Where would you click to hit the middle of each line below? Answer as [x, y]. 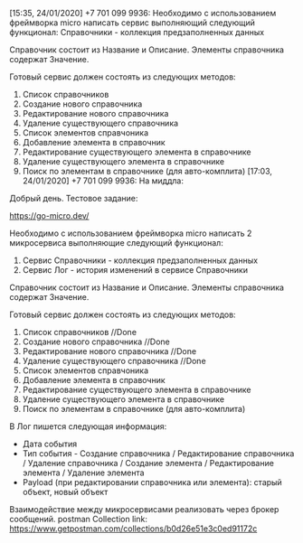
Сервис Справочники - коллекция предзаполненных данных [140, 260]
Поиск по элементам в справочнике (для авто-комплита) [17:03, [147, 171]
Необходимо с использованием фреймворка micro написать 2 [131, 233]
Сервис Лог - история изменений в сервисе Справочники [135, 270]
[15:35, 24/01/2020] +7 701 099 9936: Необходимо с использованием [143, 13]
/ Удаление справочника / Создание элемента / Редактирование [148, 463]
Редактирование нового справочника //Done [109, 351]
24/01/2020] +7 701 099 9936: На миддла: [103, 181]
